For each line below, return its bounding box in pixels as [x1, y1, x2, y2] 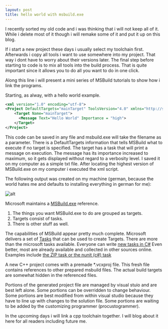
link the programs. [5, 82, 43, 88]
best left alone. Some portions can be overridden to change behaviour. [5, 287, 151, 293]
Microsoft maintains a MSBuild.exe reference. [5, 200, 99, 206]
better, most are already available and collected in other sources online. [5, 246, 152, 252]
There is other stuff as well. [12, 221, 69, 227]
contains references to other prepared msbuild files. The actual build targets [5, 266, 162, 273]
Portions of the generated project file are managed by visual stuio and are [5, 281, 157, 288]
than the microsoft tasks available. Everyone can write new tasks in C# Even [5, 241, 162, 247]
